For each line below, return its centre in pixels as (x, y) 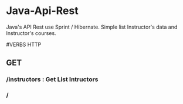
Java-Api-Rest (42, 11)
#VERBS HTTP (24, 44)
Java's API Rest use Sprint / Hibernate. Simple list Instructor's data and (92, 27)
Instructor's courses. (31, 33)
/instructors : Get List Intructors (52, 79)
